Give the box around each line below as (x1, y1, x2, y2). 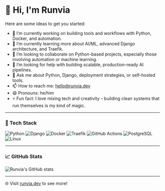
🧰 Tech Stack (5, 119, 37, 126)
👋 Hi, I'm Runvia (5, 4, 70, 16)
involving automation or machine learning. (12, 56, 97, 62)
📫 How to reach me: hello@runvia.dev (12, 83, 91, 89)
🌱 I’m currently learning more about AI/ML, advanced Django (12, 40, 135, 46)
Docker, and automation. (12, 35, 62, 41)
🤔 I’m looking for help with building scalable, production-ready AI (12, 62, 144, 67)
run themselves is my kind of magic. (12, 102, 86, 108)
